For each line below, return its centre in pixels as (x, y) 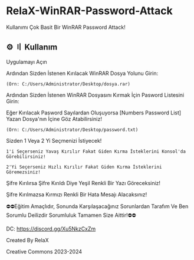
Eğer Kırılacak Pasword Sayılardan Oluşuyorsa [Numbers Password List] (94, 113)
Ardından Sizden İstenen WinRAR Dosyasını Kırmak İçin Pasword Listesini (95, 95)
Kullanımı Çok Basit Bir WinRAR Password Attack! (66, 27)
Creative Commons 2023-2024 (44, 251)
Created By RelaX (27, 240)
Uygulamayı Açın (27, 62)
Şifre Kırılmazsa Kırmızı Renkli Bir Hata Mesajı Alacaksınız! (77, 194)
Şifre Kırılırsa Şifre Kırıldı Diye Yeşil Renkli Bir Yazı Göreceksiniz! (83, 183)
